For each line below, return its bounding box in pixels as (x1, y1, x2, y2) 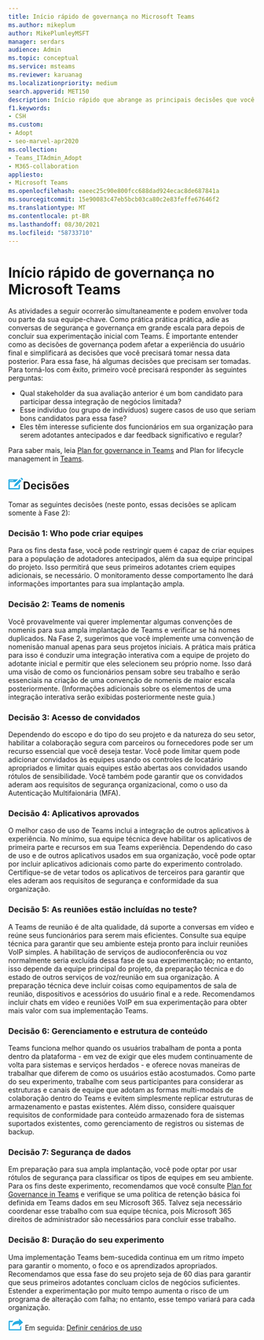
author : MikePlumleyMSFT (8, 29, 90, 37)
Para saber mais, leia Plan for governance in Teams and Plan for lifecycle (8, 446, 244, 455)
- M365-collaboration (8, 162, 79, 170)
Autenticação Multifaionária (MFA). (8, 789, 121, 798)
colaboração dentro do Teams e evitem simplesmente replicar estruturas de (8, 1093, 254, 1103)
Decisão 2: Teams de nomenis (8, 599, 126, 610)
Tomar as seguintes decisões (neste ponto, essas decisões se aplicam (8, 500, 237, 510)
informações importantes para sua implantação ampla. (8, 579, 185, 588)
